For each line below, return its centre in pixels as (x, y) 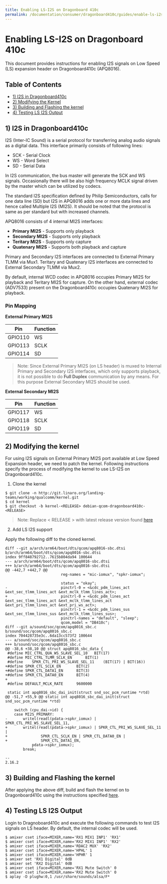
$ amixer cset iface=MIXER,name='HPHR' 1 (49, 855)
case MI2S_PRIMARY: (34, 715)
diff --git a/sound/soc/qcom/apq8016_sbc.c (51, 627)
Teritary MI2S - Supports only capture (52, 242)
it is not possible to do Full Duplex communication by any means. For (88, 377)
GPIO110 (19, 338)
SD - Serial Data (29, 166)
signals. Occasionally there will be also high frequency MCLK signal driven (82, 181)
